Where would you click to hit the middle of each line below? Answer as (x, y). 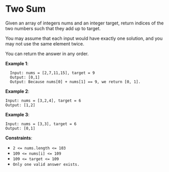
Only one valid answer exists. (46, 164)
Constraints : (19, 138)
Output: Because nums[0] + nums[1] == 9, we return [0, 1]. (75, 82)
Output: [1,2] (20, 105)
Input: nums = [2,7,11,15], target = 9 (52, 73)
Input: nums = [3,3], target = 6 (41, 124)
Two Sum (26, 9)
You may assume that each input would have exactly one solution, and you (84, 38)
